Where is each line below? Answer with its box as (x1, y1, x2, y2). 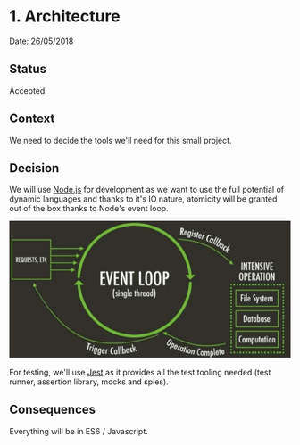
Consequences (9, 402, 96, 417)
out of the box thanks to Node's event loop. (9, 203, 169, 214)
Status (9, 62, 47, 77)
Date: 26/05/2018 (9, 36, 74, 46)
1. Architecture (9, 6, 121, 27)
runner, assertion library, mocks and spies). (9, 376, 170, 387)
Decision (9, 161, 60, 176)
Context (9, 111, 55, 127)
